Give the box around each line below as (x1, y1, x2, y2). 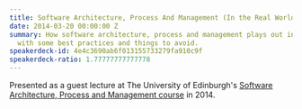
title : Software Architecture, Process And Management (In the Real (9, 13, 271, 23)
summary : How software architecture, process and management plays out (9, 30, 283, 39)
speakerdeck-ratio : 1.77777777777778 (9, 55, 151, 64)
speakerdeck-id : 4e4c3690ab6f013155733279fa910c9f (9, 47, 203, 56)
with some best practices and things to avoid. (17, 38, 200, 48)
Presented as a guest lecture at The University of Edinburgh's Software (9, 80, 273, 90)
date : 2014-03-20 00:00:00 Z (9, 22, 119, 31)
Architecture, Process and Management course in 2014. (9, 89, 216, 100)
